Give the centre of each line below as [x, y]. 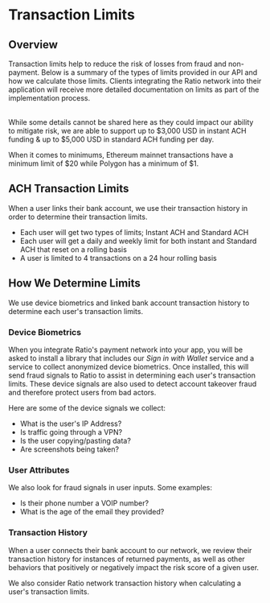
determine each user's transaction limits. [76, 311]
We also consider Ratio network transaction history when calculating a [125, 583]
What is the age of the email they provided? [92, 512]
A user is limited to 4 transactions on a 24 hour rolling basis [118, 258]
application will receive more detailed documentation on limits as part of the [134, 89]
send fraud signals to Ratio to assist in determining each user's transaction [132, 375]
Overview [33, 45]
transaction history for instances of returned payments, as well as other [127, 559]
